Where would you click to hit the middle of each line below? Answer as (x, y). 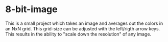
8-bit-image (31, 9)
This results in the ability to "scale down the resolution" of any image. (78, 34)
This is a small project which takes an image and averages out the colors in (84, 23)
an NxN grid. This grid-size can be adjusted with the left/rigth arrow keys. (83, 28)
